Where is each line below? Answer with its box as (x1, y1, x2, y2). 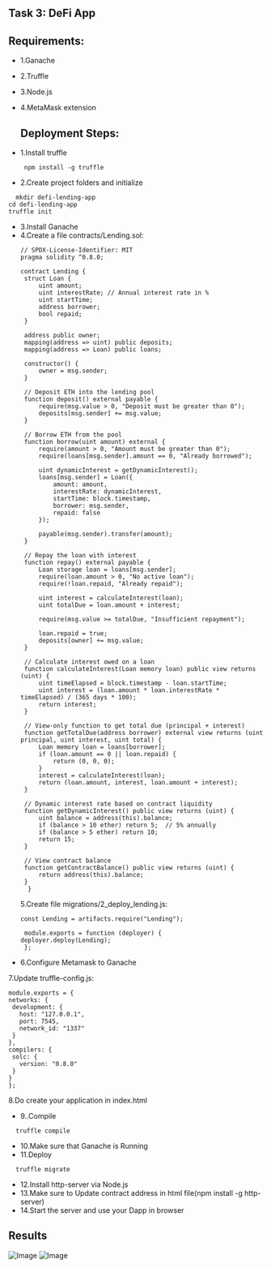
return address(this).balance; (38, 871, 144, 879)
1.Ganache (19, 56, 55, 66)
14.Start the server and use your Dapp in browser (19, 1206, 184, 1215)
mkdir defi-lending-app (15, 194, 95, 202)
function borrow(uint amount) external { (23, 438, 166, 446)
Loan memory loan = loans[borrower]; (38, 743, 166, 751)
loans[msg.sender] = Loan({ (38, 474, 133, 482)
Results (8, 1229, 48, 1243)
